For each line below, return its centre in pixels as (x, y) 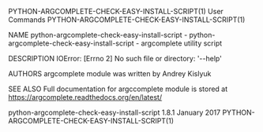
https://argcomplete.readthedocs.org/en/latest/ (85, 97)
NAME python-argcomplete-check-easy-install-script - (98, 35)
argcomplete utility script (182, 43)
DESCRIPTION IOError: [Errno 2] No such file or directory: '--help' (115, 59)
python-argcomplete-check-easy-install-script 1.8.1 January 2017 (115, 112)
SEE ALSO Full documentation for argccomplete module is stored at (118, 89)
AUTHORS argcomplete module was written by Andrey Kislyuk (110, 73)
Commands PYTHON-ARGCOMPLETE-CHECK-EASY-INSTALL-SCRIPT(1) (127, 20)
